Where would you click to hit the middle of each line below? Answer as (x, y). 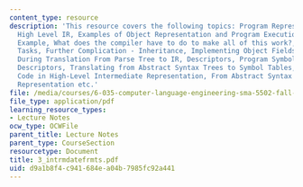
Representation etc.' (58, 85)
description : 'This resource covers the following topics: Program (139, 26)
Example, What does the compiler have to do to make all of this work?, (157, 43)
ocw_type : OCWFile (44, 127)
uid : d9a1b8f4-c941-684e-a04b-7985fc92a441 (92, 168)
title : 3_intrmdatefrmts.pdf (64, 160)
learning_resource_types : (58, 110)
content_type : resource (54, 18)
